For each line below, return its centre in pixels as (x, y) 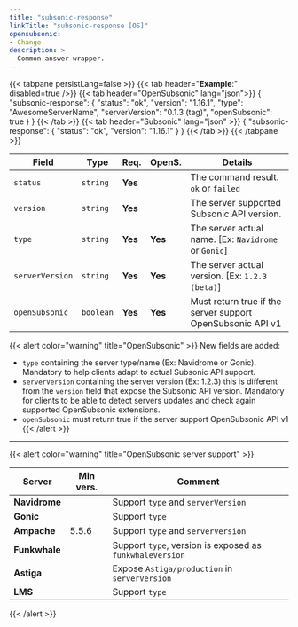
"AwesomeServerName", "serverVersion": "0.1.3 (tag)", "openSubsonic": (141, 112)
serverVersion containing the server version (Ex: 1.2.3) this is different (149, 381)
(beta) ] (206, 287)
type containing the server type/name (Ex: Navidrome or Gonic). (139, 363)
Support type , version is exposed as (187, 545)
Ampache (35, 531)
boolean (97, 313)
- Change (25, 42)
